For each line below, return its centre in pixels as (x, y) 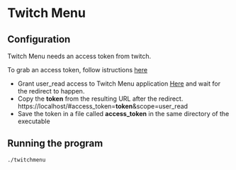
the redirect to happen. (51, 91)
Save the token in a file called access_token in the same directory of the (123, 114)
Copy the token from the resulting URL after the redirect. (100, 98)
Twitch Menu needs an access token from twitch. (79, 56)
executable (34, 121)
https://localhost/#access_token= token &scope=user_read (103, 106)
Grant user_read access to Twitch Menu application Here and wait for (119, 84)
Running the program (55, 143)
